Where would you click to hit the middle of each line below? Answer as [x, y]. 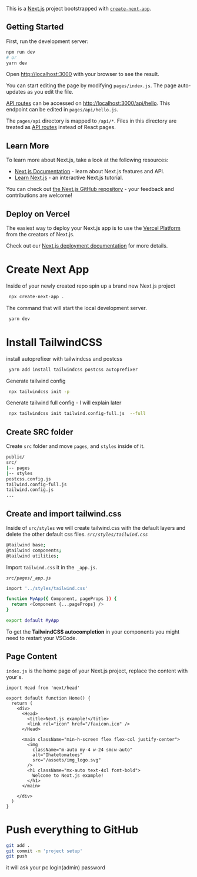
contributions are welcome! [39, 195]
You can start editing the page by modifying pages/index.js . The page [91, 85]
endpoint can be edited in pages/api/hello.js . [62, 110]
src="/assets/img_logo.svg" [66, 760]
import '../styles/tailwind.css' [47, 588]
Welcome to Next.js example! [68, 775]
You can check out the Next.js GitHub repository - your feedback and [90, 189]
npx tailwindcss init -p [39, 391]
